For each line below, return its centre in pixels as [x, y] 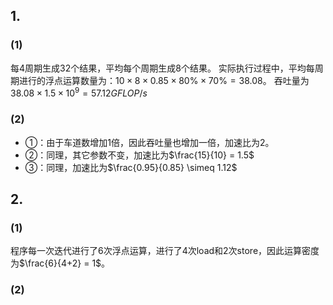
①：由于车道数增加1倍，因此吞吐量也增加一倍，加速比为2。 [149, 142]
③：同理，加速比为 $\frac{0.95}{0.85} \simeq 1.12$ [131, 167]
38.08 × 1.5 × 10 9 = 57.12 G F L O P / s [79, 92]
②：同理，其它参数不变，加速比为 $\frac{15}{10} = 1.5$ [139, 155]
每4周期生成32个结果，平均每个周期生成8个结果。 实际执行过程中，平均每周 [167, 68]
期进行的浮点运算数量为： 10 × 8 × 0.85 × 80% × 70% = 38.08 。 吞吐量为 [160, 80]
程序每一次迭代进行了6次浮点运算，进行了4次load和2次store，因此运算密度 [165, 251]
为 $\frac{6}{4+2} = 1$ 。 [60, 263]
